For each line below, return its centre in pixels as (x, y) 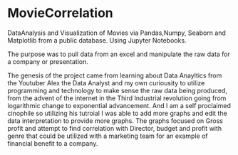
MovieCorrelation (60, 13)
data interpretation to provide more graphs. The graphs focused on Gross (115, 121)
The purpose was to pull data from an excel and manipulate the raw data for (119, 54)
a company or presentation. (48, 61)
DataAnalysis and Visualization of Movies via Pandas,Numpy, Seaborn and (117, 33)
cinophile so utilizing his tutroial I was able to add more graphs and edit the (117, 113)
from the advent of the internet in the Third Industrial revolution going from (117, 98)
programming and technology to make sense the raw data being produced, (118, 90)
